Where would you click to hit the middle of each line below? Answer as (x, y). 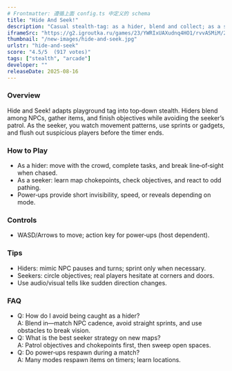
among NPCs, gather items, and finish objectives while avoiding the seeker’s (116, 117)
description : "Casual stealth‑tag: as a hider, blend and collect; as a (114, 26)
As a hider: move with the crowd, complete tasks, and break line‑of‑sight (120, 166)
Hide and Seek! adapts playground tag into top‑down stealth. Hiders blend (113, 111)
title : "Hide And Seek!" (43, 20)
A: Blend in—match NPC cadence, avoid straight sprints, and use (109, 323)
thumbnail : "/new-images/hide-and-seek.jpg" (72, 39)
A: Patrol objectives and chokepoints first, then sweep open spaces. (114, 345)
